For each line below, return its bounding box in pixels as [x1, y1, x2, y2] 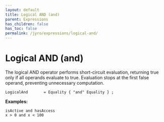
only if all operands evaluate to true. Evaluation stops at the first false [5, 74, 149, 81]
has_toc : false [5, 26, 37, 31]
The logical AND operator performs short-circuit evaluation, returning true [5, 69, 159, 75]
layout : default [5, 7, 39, 13]
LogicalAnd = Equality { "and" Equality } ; [5, 89, 114, 95]
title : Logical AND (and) [5, 12, 60, 17]
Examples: [5, 98, 28, 104]
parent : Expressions [5, 17, 49, 22]
